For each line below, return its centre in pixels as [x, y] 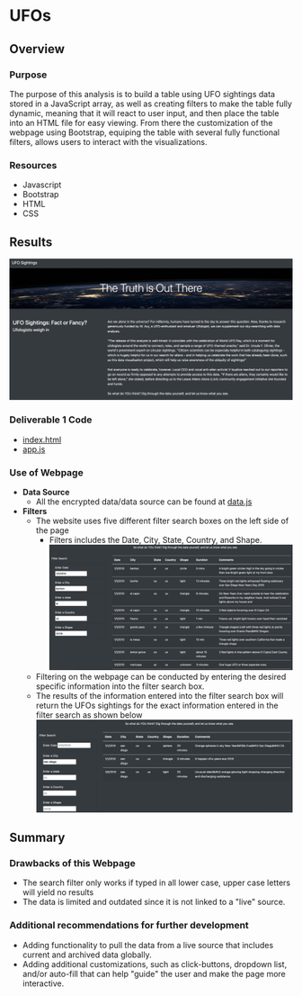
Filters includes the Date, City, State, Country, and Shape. [155, 540]
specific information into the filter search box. [120, 686]
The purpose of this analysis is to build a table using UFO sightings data [142, 94]
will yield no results [58, 892]
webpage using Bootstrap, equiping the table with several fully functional [145, 132]
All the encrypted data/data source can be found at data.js [144, 502]
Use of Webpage [46, 472]
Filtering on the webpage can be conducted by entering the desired [161, 677]
